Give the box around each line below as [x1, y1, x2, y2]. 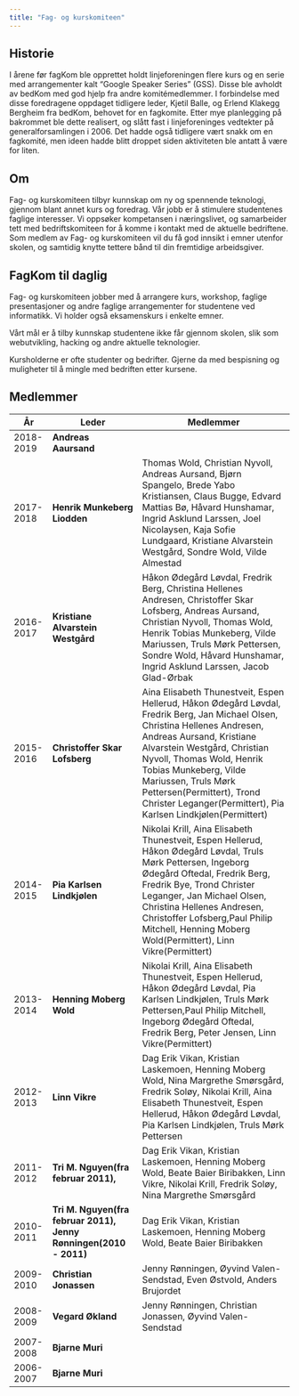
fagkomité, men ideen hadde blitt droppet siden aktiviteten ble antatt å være [9, 135, 287, 147]
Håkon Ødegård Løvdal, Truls [141, 845, 264, 857]
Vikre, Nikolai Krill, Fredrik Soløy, [141, 1177, 278, 1189]
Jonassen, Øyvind [141, 1310, 218, 1322]
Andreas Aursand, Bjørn [141, 467, 242, 480]
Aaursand [52, 442, 95, 454]
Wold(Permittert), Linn [141, 934, 235, 946]
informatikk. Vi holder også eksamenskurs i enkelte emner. [9, 311, 224, 321]
